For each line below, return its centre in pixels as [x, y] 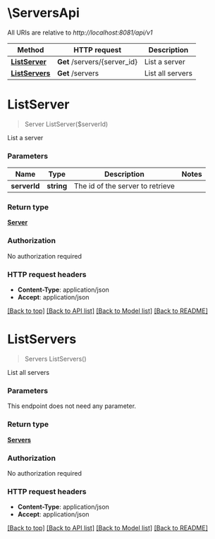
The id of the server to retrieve [124, 186]
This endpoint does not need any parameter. [72, 406]
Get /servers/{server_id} [98, 61]
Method [31, 49]
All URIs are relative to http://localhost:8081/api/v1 [80, 32]
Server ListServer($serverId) [66, 124]
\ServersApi [43, 13]
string [57, 186]
